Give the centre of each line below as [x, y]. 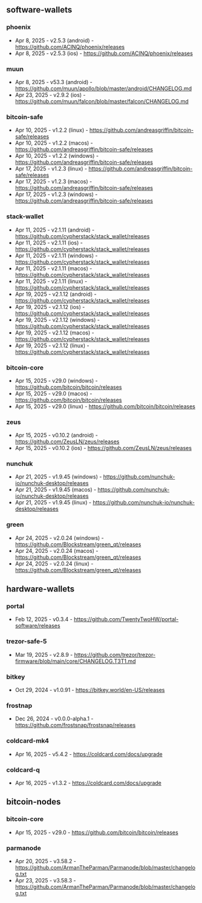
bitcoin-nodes [34, 802]
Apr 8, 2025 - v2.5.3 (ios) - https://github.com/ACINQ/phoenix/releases [104, 53]
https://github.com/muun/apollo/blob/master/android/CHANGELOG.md [103, 88]
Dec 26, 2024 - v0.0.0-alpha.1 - [54, 719]
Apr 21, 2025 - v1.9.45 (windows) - [58, 477]
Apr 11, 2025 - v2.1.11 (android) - [55, 230]
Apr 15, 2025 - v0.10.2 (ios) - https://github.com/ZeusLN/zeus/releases [103, 448]
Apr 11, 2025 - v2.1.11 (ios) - [49, 243]
